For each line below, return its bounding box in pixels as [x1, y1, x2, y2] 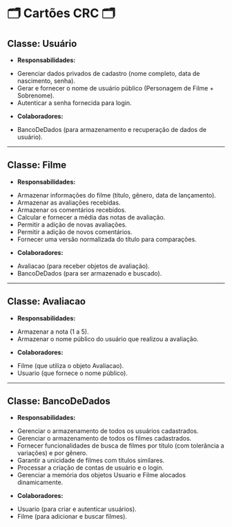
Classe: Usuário [7, 37, 77, 49]
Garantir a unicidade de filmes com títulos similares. [17, 457, 165, 465]
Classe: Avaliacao [7, 296, 86, 307]
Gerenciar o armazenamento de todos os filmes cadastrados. [17, 434, 192, 443]
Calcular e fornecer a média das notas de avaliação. [17, 213, 166, 221]
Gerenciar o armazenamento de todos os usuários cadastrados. [17, 427, 199, 435]
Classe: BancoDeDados [7, 395, 110, 408]
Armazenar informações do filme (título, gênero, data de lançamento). [17, 191, 216, 199]
